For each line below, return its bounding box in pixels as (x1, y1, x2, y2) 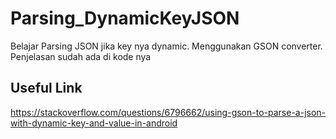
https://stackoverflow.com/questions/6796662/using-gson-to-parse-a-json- (10, 106, 327, 118)
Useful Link (10, 80, 83, 97)
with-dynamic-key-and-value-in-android (10, 117, 178, 129)
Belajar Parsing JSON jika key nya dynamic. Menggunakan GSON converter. (10, 40, 323, 52)
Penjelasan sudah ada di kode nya (10, 50, 152, 62)
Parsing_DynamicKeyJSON (10, 7, 240, 30)
